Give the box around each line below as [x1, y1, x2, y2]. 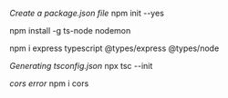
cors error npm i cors [9, 78, 89, 89]
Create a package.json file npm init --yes [9, 8, 164, 18]
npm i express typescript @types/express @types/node [9, 43, 220, 54]
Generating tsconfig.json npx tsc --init [9, 61, 153, 71]
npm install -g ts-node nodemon [9, 25, 131, 35]
